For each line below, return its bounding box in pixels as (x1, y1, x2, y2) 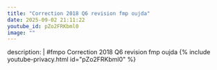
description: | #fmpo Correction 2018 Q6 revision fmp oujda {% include (7, 48, 211, 56)
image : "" (7, 29, 36, 36)
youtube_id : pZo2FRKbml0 (7, 23, 79, 30)
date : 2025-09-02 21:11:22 (7, 16, 85, 23)
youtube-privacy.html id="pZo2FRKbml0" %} (7, 56, 137, 64)
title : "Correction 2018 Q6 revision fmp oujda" (7, 10, 150, 17)
